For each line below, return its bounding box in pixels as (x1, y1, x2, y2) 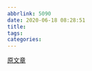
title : (7, 23, 26, 30)
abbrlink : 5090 (7, 10, 52, 17)
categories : (7, 36, 42, 43)
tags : (7, 29, 23, 37)
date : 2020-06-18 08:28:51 (7, 17, 86, 24)
